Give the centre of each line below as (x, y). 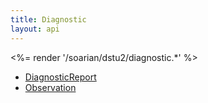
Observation (50, 87)
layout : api (35, 29)
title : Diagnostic (48, 19)
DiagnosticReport (60, 77)
